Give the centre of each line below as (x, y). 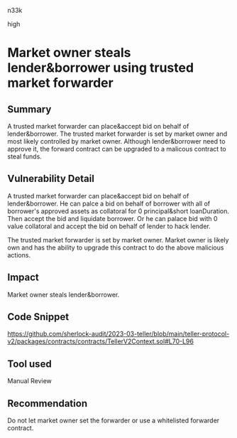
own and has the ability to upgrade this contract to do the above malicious (116, 247)
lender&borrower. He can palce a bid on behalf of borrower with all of (109, 203)
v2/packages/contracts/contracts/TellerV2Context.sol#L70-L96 (100, 341)
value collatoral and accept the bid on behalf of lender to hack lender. (109, 226)
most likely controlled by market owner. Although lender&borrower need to (116, 141)
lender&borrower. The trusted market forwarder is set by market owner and (117, 134)
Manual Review (29, 381)
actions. (19, 255)
